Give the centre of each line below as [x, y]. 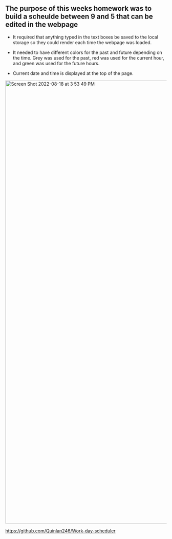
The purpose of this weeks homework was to [79, 8]
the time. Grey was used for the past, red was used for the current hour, [89, 57]
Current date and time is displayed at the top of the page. [73, 73]
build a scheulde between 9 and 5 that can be [79, 17]
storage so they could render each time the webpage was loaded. [82, 42]
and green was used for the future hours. [56, 63]
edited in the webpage [42, 25]
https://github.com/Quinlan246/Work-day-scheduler [61, 531]
